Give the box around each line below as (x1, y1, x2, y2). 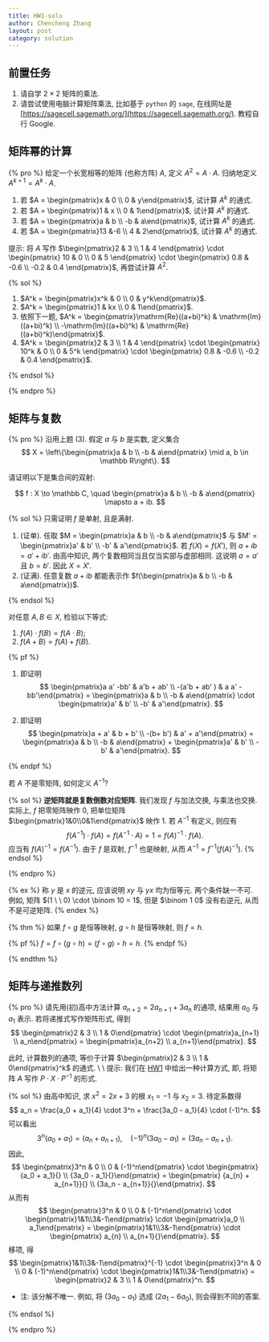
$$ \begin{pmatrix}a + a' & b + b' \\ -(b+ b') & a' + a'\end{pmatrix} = (27, 729, 255, 739)
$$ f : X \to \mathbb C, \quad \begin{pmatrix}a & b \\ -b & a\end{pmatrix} (14, 489, 255, 498)
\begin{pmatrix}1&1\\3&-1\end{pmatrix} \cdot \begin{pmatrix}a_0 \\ (25, 1214, 245, 1224)
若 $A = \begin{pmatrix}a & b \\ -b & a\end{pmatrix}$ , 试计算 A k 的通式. (19, 215, 255, 226)
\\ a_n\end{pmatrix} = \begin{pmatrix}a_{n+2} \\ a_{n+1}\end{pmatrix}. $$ (13, 1037, 257, 1046)
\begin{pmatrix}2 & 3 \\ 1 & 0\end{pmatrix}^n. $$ (55, 1274, 215, 1284)
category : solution (8, 34, 74, 43)
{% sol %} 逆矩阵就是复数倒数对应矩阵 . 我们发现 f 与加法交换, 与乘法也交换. (8, 795, 258, 804)
